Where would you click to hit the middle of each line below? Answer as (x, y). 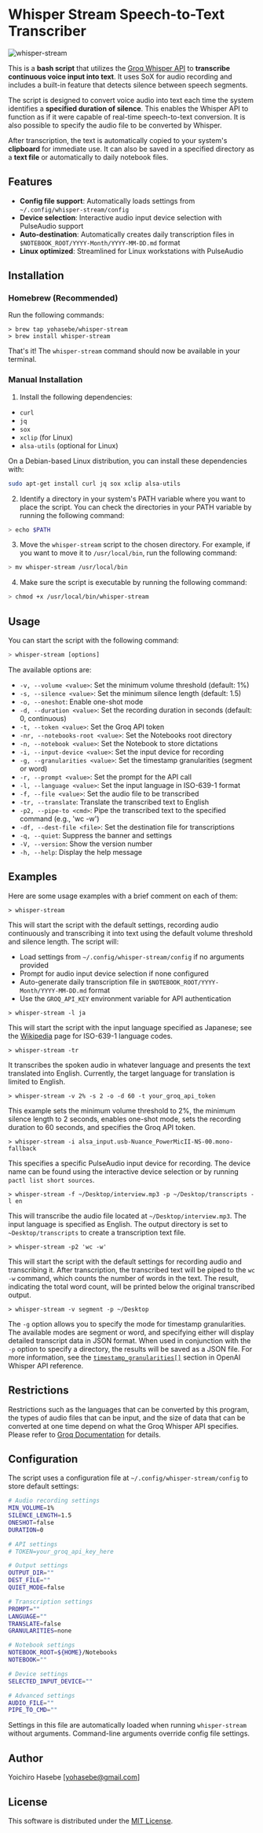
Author (26, 1758)
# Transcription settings (50, 1602)
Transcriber (47, 31)
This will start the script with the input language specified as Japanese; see (130, 1027)
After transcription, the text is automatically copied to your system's (118, 140)
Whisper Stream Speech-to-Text (117, 15)
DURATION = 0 (26, 1530)
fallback (22, 1148)
